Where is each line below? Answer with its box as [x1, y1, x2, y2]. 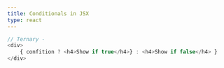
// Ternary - [7, 35, 45, 42]
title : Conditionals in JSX [7, 10, 90, 17]
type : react [7, 17, 42, 24]
